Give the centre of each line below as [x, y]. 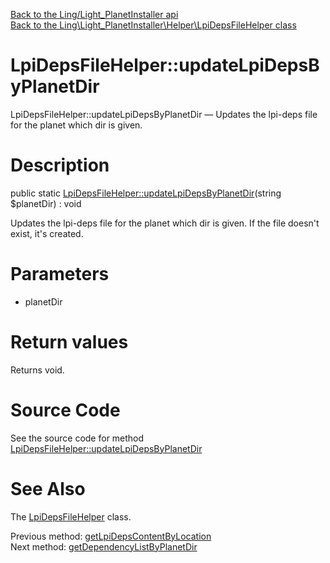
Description [60, 165]
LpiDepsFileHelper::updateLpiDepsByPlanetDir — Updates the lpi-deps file [164, 114]
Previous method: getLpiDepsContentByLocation [111, 536]
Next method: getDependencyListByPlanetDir [104, 546]
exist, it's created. [47, 233]
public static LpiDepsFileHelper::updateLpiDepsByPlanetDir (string [146, 193]
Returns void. [37, 370]
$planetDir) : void [46, 203]
